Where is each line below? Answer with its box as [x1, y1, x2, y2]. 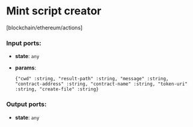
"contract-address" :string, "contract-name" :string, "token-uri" [14, 81, 188, 87]
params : [14, 64, 37, 71]
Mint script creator [6, 4, 102, 18]
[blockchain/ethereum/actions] [6, 24, 83, 31]
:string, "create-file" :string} [14, 86, 99, 92]
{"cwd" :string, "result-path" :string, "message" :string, [14, 76, 169, 82]
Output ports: [6, 100, 47, 108]
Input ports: [6, 39, 41, 47]
